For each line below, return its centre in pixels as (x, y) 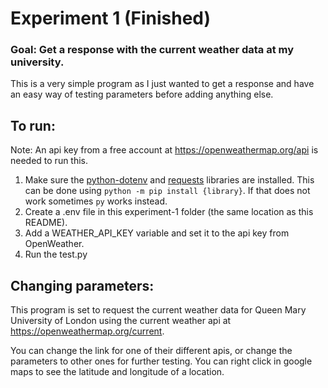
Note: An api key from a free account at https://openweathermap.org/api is (164, 150)
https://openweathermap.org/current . (87, 331)
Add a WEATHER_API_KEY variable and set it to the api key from (157, 233)
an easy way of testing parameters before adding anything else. (142, 94)
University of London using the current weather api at (121, 321)
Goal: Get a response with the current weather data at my (152, 50)
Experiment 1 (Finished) (111, 18)
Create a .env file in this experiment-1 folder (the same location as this (169, 212)
